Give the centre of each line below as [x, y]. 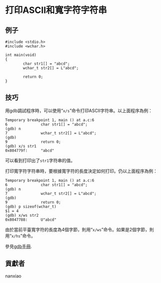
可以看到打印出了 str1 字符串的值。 [40, 160]
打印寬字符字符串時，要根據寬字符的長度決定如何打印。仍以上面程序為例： [81, 171]
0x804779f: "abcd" [30, 150]
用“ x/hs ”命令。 [20, 236]
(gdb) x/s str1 [21, 146]
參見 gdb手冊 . [19, 246]
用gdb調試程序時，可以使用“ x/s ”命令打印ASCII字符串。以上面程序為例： [79, 111]
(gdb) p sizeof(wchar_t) [31, 207]
